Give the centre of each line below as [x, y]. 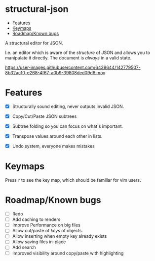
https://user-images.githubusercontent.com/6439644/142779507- [73, 67]
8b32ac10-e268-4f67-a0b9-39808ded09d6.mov [55, 72]
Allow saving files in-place [39, 242]
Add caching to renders [36, 219]
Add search [24, 247]
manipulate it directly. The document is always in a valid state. [68, 57]
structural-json [37, 9]
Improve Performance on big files [46, 225]
